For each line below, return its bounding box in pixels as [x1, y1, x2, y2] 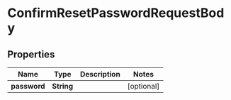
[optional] [127, 82, 160, 91]
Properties [7, 48, 55, 60]
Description [80, 70, 120, 79]
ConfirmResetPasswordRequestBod [7, 5, 225, 21]
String [52, 82, 74, 91]
